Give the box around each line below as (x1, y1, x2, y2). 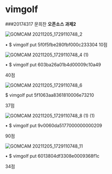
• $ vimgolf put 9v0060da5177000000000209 (5, 122, 102, 128)
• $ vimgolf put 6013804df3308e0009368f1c (5, 153, 100, 159)
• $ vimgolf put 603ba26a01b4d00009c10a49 (5, 61, 101, 67)
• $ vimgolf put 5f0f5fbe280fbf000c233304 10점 (5, 42, 107, 48)
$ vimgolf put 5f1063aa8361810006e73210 (5, 92, 94, 98)
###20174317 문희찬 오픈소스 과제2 (5, 21, 77, 27)
